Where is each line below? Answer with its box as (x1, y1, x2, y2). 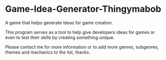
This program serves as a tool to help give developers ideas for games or (5, 29, 155, 35)
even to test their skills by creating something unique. (5, 34, 115, 40)
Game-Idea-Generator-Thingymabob (5, 3, 162, 15)
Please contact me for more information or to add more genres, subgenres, (5, 44, 159, 50)
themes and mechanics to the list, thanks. (5, 49, 90, 55)
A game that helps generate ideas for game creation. (5, 20, 113, 26)
